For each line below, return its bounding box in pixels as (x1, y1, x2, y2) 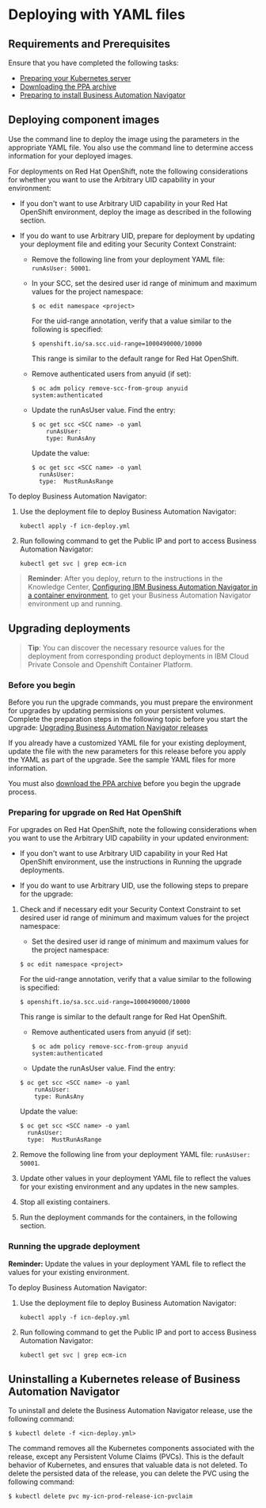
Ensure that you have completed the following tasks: (8, 58, 180, 67)
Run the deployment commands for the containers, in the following (19, 1212, 237, 1222)
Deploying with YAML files (8, 6, 186, 24)
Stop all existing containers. (19, 1197, 111, 1207)
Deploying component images (8, 113, 160, 127)
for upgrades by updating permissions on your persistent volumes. (8, 705, 226, 715)
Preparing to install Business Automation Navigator (19, 90, 186, 100)
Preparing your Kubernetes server (19, 74, 131, 82)
